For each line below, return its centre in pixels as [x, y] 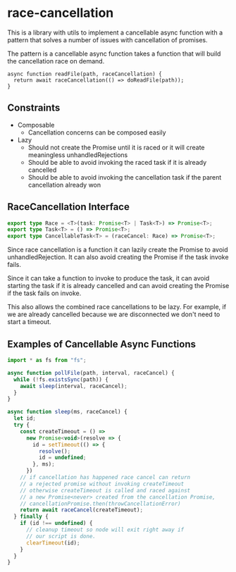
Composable [36, 125]
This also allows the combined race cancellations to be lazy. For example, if [117, 307]
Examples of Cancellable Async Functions [101, 344]
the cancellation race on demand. [56, 61]
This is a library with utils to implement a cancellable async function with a [115, 32]
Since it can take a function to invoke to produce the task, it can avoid [108, 278]
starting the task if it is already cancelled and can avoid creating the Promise [118, 286]
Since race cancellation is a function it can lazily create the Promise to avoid [118, 250]
